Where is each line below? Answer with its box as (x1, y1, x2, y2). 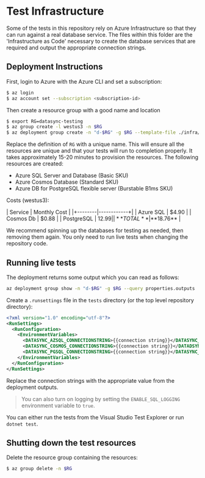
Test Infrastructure (6, 4, 104, 18)
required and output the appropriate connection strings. (6, 44, 146, 51)
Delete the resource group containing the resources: (6, 454, 138, 462)
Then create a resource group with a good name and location (6, 106, 160, 114)
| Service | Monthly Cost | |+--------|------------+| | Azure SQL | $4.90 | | (6, 209, 192, 216)
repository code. (6, 240, 48, 247)
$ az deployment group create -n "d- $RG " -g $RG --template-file (6, 129, 176, 136)
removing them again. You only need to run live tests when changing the (6, 233, 188, 241)
